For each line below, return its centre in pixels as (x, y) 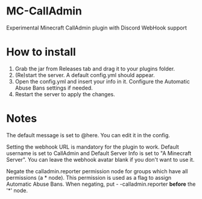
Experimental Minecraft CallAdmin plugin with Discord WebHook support (96, 28)
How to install (41, 52)
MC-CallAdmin (44, 11)
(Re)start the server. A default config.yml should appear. (85, 75)
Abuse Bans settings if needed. (54, 88)
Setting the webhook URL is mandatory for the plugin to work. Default (93, 147)
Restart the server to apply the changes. (65, 94)
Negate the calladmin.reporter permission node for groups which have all (97, 171)
